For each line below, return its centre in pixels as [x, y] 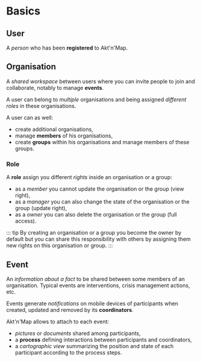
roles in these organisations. [41, 106]
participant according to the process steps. [68, 352]
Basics [23, 11]
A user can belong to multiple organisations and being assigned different [96, 99]
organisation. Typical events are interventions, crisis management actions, [98, 285]
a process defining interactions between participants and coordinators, [104, 340]
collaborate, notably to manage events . [55, 87]
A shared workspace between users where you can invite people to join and [101, 81]
